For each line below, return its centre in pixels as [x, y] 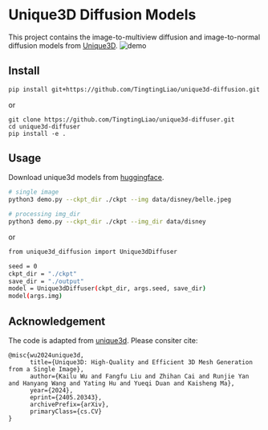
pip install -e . [37, 133]
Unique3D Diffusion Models [102, 15]
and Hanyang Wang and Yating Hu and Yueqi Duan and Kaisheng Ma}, [122, 383]
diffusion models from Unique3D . [63, 45]
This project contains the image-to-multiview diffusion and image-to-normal [134, 37]
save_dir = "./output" [46, 281]
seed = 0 [23, 266]
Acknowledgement [57, 321]
